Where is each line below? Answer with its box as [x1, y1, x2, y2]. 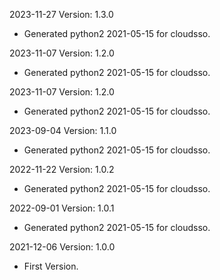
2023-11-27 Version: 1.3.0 [9, 9, 114, 20]
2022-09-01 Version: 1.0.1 [9, 202, 115, 214]
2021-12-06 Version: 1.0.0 [9, 241, 116, 253]
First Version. [23, 260, 79, 272]
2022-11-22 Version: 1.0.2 [9, 164, 115, 175]
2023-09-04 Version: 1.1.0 [9, 125, 117, 136]
